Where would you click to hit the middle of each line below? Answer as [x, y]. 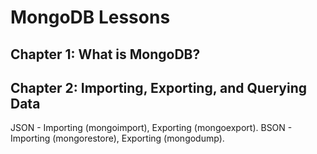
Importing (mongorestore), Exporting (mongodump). [117, 138]
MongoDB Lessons [90, 17]
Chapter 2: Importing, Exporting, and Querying [158, 87]
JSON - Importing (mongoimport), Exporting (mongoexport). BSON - [151, 128]
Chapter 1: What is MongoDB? [105, 54]
